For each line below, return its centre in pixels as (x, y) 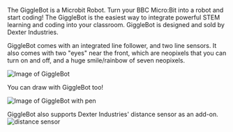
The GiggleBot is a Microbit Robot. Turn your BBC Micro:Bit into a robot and (115, 10)
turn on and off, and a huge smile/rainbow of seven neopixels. (96, 60)
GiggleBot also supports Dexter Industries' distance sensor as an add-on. (113, 114)
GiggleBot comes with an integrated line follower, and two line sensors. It (112, 46)
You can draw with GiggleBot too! (55, 87)
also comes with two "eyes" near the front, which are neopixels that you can (117, 53)
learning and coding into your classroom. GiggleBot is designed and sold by (116, 25)
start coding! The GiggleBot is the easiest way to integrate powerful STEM (114, 17)
